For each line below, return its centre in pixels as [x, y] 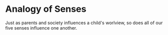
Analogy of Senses [46, 9]
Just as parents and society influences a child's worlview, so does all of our [84, 23]
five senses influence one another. [41, 28]
